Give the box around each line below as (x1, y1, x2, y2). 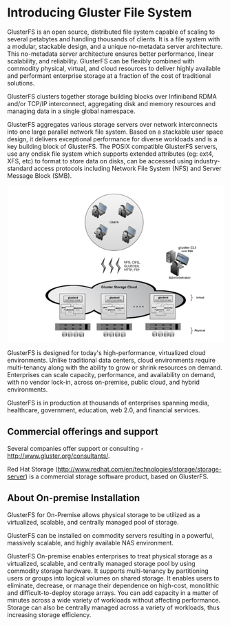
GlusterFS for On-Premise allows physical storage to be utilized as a (7, 510, 200, 518)
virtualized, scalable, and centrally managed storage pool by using (7, 559, 196, 567)
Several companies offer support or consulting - (7, 444, 144, 452)
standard (7, 164, 33, 172)
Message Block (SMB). (7, 171, 72, 180)
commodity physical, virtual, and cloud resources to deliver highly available (7, 64, 221, 72)
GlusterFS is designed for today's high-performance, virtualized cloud (7, 348, 206, 356)
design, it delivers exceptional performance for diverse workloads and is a (7, 134, 218, 143)
